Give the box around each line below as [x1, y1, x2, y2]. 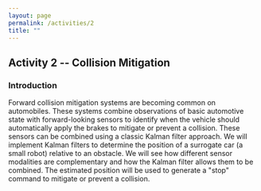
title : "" [8, 26, 41, 34]
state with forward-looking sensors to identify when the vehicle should [8, 115, 240, 124]
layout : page [8, 11, 52, 20]
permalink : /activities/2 [8, 19, 94, 27]
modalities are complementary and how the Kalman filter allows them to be [8, 157, 254, 167]
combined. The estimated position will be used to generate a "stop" [8, 166, 229, 175]
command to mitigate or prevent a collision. [8, 174, 150, 184]
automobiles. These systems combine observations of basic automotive [8, 107, 244, 116]
